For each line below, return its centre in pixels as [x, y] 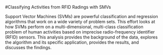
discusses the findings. [28, 47]
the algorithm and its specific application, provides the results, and [72, 42]
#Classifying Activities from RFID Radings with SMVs [58, 7]
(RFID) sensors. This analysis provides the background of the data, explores [81, 37]
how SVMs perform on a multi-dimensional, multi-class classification [74, 27]
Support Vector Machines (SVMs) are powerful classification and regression [82, 16]
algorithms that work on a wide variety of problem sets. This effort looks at [80, 22]
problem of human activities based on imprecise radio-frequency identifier [80, 32]
